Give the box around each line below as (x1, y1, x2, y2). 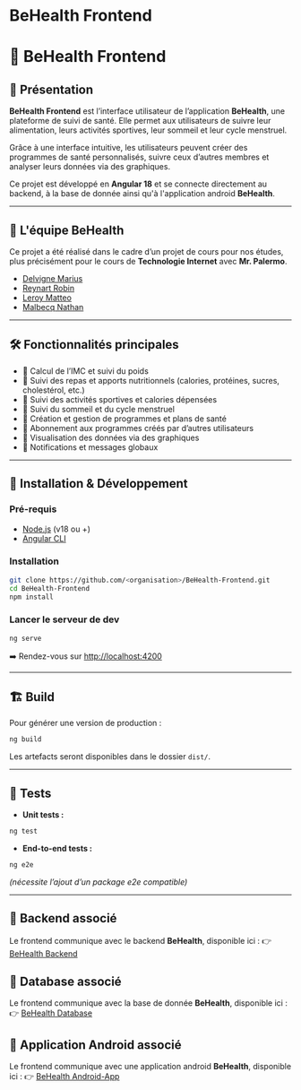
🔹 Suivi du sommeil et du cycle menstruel (21, 403, 175, 414)
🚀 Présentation (9, 82, 94, 97)
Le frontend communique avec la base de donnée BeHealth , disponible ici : (9, 998, 288, 1008)
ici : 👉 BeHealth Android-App (9, 1071, 120, 1082)
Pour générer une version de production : (9, 718, 162, 729)
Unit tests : (21, 809, 64, 820)
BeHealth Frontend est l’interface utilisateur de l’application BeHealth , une (9, 106, 285, 117)
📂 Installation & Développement (9, 476, 188, 491)
